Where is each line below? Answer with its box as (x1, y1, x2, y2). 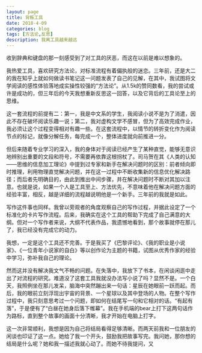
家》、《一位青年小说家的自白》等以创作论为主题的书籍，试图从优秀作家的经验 (6, 247, 196, 253)
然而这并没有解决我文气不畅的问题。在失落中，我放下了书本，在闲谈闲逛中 (6, 267, 191, 274)
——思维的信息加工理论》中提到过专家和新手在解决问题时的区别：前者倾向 (6, 161, 191, 168)
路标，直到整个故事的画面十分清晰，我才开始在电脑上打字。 (11, 312, 159, 319)
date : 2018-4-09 (6, 20, 47, 26)
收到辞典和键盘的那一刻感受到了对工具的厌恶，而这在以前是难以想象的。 (6, 54, 185, 61)
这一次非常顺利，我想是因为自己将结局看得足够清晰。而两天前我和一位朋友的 (6, 325, 196, 332)
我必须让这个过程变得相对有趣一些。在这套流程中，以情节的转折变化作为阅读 (6, 125, 196, 132)
